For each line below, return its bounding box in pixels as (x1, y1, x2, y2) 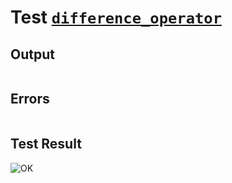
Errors (10, 91, 50, 108)
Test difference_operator (10, 6, 222, 29)
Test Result (10, 136, 82, 153)
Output (10, 46, 55, 63)
